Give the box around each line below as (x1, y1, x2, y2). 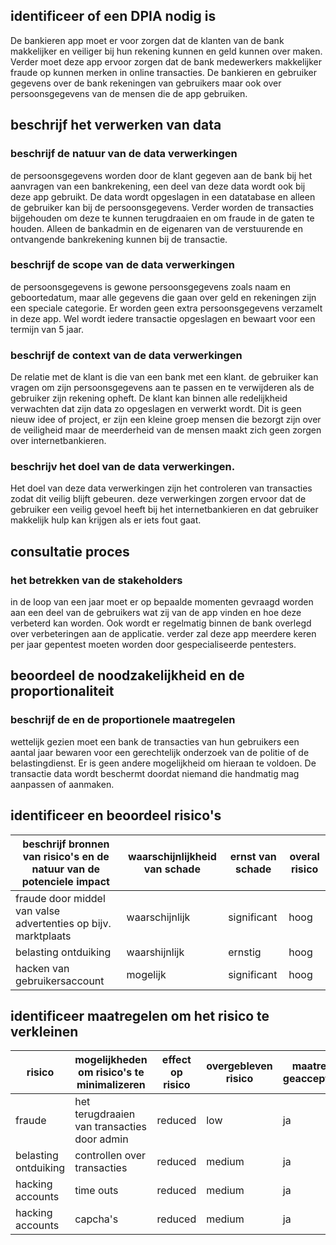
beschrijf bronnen (22, 837, 110, 851)
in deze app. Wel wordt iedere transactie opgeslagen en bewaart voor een (10, 312, 316, 324)
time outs (74, 1184, 119, 1198)
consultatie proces (10, 543, 130, 560)
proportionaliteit (10, 683, 115, 700)
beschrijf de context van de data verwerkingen (10, 348, 243, 362)
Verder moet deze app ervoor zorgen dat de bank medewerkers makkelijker (10, 55, 322, 68)
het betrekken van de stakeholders (10, 573, 183, 587)
